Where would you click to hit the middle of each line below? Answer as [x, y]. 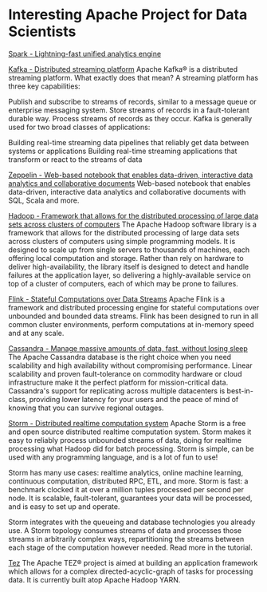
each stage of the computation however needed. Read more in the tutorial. [130, 547]
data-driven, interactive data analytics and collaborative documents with [127, 191]
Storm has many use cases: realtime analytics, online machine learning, [126, 472]
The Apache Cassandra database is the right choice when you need [120, 357]
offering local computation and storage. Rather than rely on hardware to [126, 258]
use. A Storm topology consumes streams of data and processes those [125, 530]
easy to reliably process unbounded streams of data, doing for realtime [125, 440]
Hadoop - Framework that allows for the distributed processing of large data [133, 215]
